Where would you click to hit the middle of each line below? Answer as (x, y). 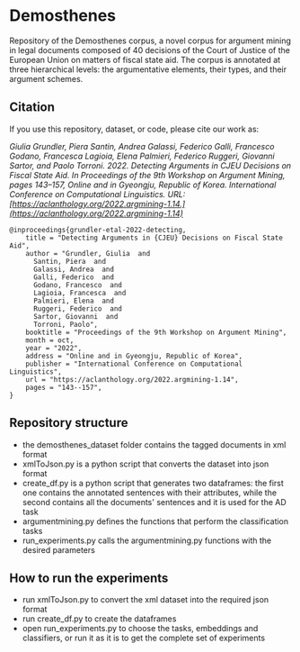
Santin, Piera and (69, 261)
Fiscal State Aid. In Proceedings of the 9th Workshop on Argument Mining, (147, 175)
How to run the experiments (89, 578)
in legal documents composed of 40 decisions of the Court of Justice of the (150, 50)
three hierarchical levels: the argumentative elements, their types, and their (148, 69)
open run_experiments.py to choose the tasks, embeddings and (140, 629)
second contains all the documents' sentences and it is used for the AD (154, 502)
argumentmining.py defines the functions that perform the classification (155, 521)
